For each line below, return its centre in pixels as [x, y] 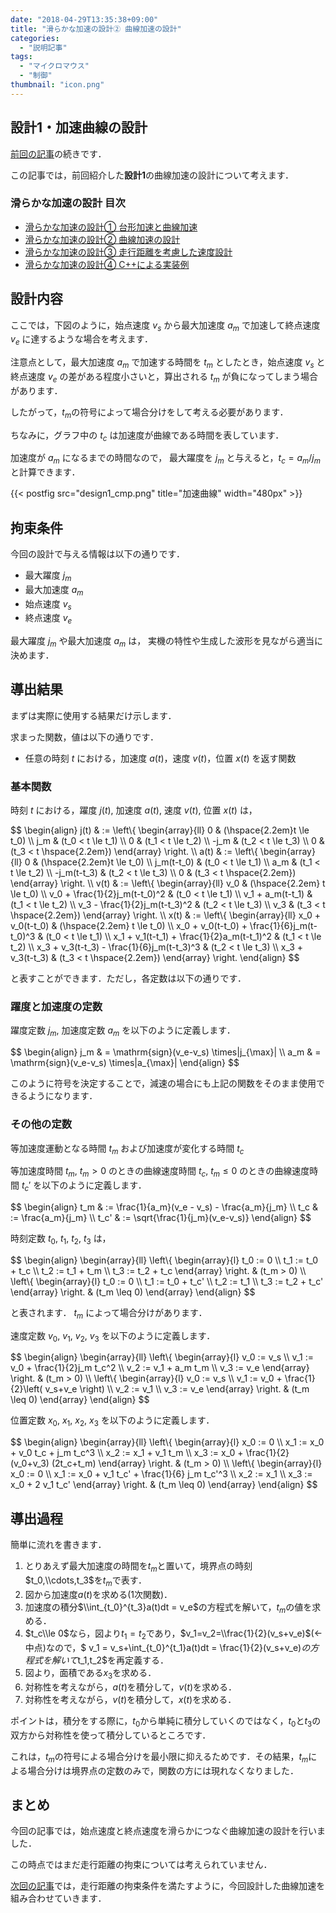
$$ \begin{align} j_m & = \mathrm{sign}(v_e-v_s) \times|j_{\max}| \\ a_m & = [166, 1052]
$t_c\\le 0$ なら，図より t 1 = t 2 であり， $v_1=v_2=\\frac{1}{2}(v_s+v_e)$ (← [173, 1634]
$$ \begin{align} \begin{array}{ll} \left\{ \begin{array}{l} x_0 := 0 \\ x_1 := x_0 [167, 1442]
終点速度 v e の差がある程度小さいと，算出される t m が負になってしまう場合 [164, 378]
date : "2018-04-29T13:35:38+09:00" [84, 19]
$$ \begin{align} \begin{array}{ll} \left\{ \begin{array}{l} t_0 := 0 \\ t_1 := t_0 [164, 1260]
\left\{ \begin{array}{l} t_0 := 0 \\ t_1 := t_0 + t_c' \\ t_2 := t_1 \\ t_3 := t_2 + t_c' [167, 1281]
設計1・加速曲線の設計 [79, 127]
